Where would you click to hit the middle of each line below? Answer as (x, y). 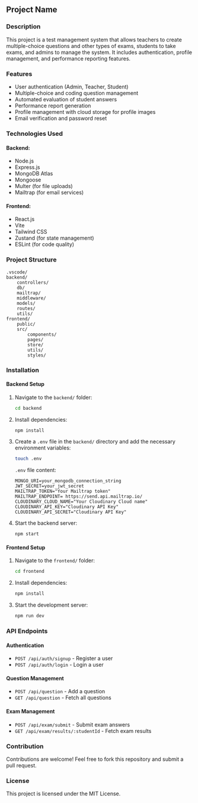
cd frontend (29, 572)
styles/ (37, 355)
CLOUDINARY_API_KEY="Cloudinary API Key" (66, 507)
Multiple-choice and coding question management (76, 93)
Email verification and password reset (61, 118)
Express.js (27, 167)
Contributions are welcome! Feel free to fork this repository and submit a (95, 759)
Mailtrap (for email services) (49, 193)
